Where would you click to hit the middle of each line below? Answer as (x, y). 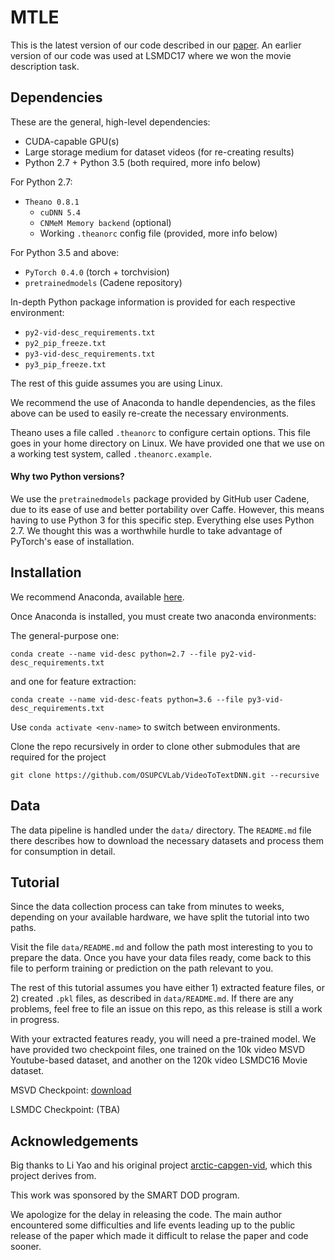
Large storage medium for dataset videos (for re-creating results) (159, 152)
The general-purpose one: (65, 635)
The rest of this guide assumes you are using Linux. (116, 383)
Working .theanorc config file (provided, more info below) (158, 233)
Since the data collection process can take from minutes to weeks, (147, 907)
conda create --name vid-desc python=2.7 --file (113, 654)
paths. (23, 928)
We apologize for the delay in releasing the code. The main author (146, 1215)
